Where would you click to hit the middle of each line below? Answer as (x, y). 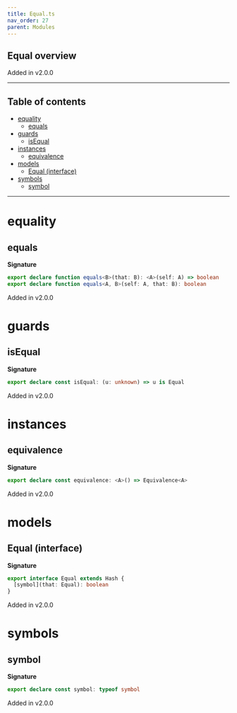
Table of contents (47, 102)
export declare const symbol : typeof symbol (74, 690)
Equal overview (42, 56)
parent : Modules (31, 27)
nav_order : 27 (28, 21)
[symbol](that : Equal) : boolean (61, 585)
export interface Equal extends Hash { (66, 578)
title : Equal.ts (31, 14)
